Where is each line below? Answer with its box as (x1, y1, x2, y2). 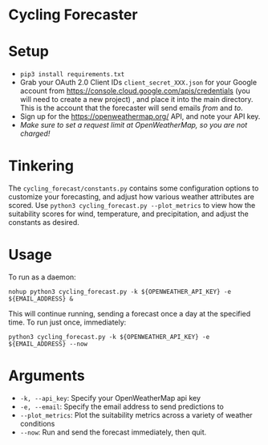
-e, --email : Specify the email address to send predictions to (19, 402, 225, 411)
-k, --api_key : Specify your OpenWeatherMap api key (19, 393, 201, 402)
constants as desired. (8, 218, 80, 227)
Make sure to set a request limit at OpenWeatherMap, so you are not (19, 120, 248, 130)
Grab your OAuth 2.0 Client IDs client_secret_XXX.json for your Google (19, 78, 258, 88)
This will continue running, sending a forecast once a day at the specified (8, 309, 251, 318)
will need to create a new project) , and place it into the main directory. (19, 95, 254, 104)
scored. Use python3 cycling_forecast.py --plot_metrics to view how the (8, 201, 256, 210)
